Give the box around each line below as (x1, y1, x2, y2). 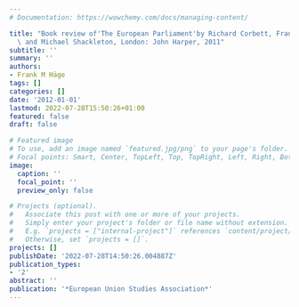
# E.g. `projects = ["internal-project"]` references (9, 227, 221, 236)
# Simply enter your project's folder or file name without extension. (9, 219, 289, 228)
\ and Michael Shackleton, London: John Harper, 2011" (17, 37, 225, 46)
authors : (9, 62, 42, 71)
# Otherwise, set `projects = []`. (9, 235, 149, 244)
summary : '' (9, 54, 53, 63)
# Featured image (9, 136, 74, 145)
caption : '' (17, 169, 62, 178)
